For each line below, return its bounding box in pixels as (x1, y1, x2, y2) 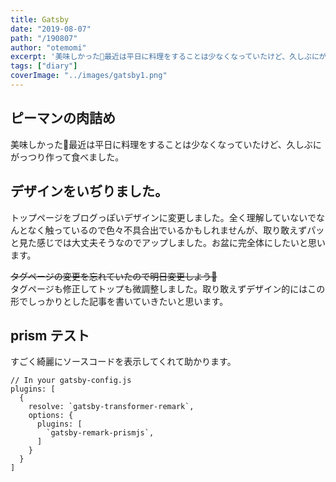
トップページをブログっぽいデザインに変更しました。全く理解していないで (10, 211, 317, 223)
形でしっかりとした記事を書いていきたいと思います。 (10, 295, 229, 307)
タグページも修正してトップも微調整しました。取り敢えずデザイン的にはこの (10, 282, 326, 295)
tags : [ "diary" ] (10, 61, 78, 71)
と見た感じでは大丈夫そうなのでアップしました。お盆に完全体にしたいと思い (10, 236, 326, 248)
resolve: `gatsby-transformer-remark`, (28, 402, 195, 412)
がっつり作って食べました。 (10, 151, 125, 163)
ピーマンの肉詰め (10, 110, 116, 127)
